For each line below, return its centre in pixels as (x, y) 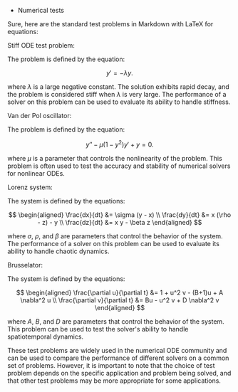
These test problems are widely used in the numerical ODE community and (117, 350)
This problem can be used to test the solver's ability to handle (98, 329)
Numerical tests (41, 10)
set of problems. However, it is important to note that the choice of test (111, 365)
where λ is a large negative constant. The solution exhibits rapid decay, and (118, 87)
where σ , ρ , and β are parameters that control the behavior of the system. (115, 236)
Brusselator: (25, 265)
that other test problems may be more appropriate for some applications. (114, 381)
